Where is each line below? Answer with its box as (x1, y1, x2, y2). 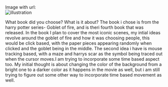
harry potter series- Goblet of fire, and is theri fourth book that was (5, 24, 144, 30)
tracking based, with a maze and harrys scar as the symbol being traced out (5, 51, 163, 57)
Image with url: (5, 4, 36, 10)
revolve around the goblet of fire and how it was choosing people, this (5, 35, 150, 41)
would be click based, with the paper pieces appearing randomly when (5, 40, 152, 46)
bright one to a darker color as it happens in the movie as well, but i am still (5, 67, 160, 73)
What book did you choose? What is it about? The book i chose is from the (5, 19, 159, 25)
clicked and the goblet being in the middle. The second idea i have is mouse (5, 46, 162, 51)
